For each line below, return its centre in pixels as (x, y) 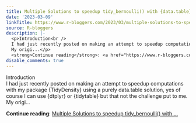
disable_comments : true (35, 60)
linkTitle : (19, 22)
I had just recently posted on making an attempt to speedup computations (95, 83)
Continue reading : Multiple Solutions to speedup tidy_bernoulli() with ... (92, 113)
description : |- (26, 33)
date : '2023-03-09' (30, 17)
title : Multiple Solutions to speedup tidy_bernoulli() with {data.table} (99, 11)
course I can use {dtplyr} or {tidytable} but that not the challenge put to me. (97, 96)
